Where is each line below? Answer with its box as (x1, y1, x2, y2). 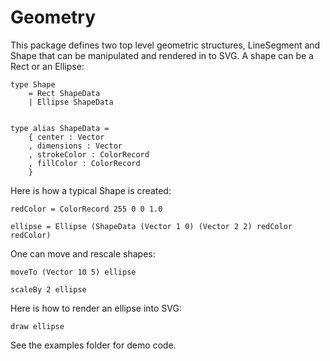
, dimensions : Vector (28, 141, 123, 151)
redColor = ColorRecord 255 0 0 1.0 (10, 204, 163, 214)
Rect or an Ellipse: (10, 60, 85, 72)
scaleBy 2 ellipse (10, 284, 87, 295)
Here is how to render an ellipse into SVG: (10, 302, 182, 314)
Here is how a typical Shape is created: (10, 184, 172, 196)
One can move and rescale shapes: (10, 247, 156, 260)
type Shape (10, 79, 56, 90)
